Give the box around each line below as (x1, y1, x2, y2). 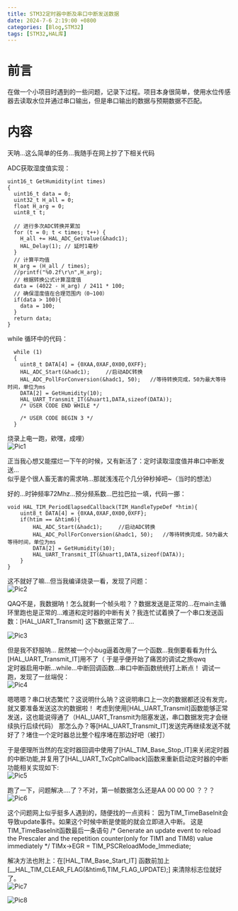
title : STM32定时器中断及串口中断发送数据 (7, 10, 120, 18)
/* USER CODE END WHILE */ (20, 402, 100, 410)
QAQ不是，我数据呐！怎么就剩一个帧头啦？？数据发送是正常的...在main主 (7, 600, 220, 608)
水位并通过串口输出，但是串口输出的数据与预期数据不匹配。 (31, 96, 206, 105)
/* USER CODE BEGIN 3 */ (20, 415, 93, 422)
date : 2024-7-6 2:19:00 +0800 (7, 17, 97, 24)
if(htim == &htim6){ (20, 516, 81, 523)
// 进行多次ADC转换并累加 (13, 223, 81, 230)
